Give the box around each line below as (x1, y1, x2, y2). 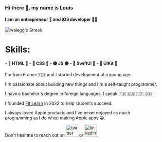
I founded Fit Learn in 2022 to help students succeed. (5, 100, 113, 106)
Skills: (5, 44, 31, 55)
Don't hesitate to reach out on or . (5, 132, 98, 138)
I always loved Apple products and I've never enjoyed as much (5, 110, 130, 116)
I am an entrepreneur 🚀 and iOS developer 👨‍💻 (5, 16, 98, 22)
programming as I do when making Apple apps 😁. (5, 115, 106, 121)
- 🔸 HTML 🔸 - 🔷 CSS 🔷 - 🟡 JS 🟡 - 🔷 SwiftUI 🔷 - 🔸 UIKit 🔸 (5, 61, 118, 66)
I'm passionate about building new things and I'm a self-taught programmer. (5, 81, 157, 87)
